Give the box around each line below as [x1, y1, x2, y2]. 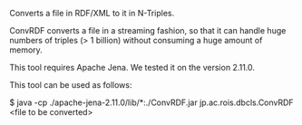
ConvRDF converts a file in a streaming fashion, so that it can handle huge [9, 25, 287, 35]
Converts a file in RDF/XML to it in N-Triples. [9, 8, 175, 18]
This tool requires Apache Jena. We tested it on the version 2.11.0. [9, 62, 256, 72]
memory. [9, 44, 43, 55]
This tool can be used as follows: [9, 80, 132, 90]
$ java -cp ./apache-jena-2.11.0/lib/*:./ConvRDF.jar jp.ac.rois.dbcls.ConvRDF [9, 97, 294, 108]
